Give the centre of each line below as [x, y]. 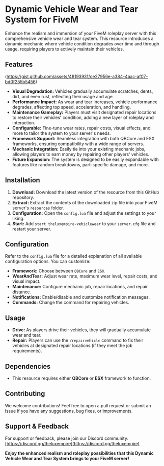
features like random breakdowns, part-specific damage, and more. [81, 164]
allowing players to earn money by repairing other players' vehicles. [81, 154]
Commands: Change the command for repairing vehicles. [70, 303]
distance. [22, 292]
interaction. [24, 122]
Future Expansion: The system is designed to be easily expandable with [85, 159]
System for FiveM [42, 19]
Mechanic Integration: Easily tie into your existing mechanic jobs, [79, 149]
